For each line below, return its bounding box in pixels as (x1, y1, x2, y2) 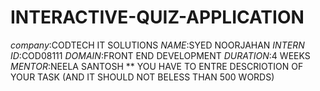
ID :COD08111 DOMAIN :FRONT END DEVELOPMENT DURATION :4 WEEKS (10, 49, 311, 61)
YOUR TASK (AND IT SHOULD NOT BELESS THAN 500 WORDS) (10, 71, 275, 83)
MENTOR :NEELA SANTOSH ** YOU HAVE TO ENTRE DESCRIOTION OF (10, 60, 304, 72)
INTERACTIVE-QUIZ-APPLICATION (10, 6, 305, 29)
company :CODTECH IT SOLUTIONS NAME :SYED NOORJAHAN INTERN (10, 39, 305, 51)
